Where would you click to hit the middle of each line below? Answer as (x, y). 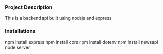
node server (18, 47)
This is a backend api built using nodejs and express (59, 18)
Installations (20, 31)
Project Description (29, 7)
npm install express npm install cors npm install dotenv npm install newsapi (81, 42)
